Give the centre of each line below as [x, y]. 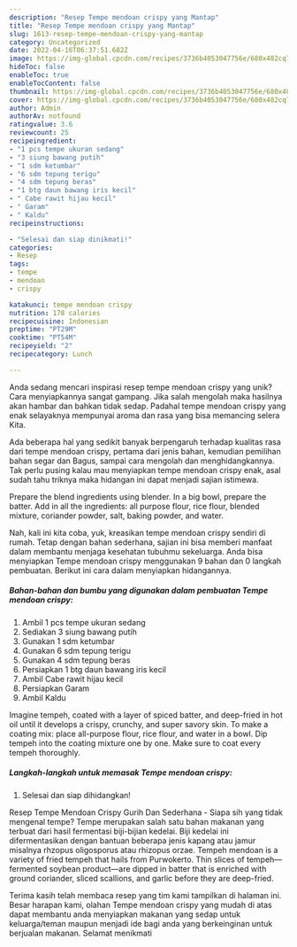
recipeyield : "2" [41, 346]
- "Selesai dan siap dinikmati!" [71, 239]
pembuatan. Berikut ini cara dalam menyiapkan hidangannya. [120, 570]
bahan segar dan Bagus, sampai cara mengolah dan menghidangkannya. [142, 461]
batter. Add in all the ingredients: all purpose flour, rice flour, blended [134, 506]
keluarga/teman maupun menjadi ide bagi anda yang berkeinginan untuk [141, 923]
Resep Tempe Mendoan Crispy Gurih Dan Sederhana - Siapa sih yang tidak [146, 812]
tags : [19, 264]
